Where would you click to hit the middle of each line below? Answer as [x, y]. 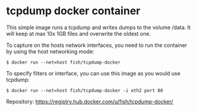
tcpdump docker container [73, 11]
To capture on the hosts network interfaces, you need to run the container [97, 45]
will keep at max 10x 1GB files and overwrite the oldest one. [79, 33]
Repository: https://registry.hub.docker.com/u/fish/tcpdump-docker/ [90, 102]
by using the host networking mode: [50, 51]
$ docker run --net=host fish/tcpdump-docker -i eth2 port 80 [85, 90]
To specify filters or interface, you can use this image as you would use [93, 73]
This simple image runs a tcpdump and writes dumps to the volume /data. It [99, 27]
